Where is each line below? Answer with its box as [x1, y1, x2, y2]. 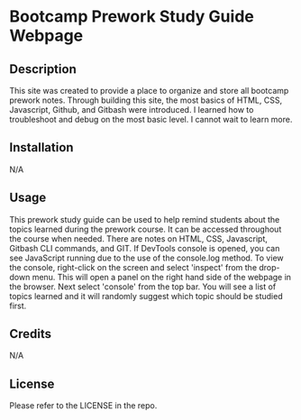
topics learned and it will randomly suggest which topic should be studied [9, 290, 283, 301]
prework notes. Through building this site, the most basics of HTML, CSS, [9, 95, 282, 105]
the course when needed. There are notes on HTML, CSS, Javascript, [9, 233, 269, 244]
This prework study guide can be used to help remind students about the [9, 214, 280, 224]
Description [9, 61, 77, 77]
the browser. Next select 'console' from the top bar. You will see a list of [9, 281, 277, 292]
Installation [9, 140, 74, 155]
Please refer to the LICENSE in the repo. [9, 400, 158, 411]
